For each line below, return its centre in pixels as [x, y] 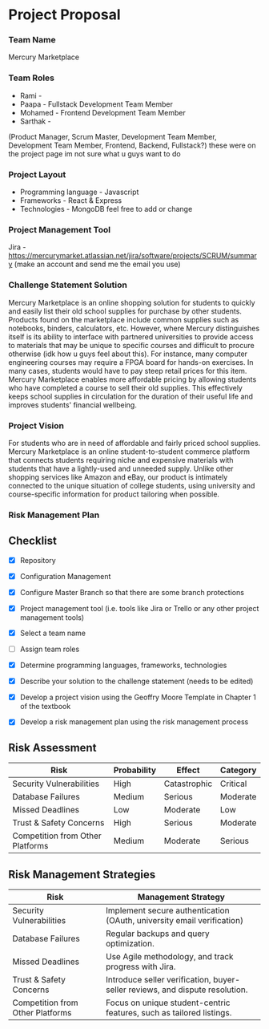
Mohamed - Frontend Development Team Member [102, 112]
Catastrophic [188, 784]
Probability [135, 770]
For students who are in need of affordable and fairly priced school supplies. [134, 443]
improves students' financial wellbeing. [73, 405]
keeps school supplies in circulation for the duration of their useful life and [131, 396]
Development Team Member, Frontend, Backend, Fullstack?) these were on [132, 145]
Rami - [31, 95]
